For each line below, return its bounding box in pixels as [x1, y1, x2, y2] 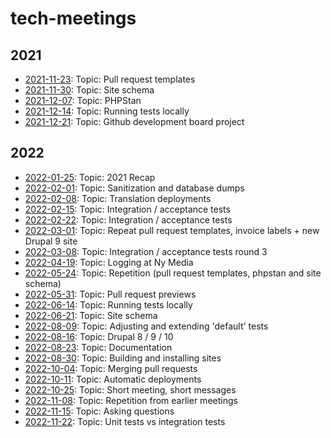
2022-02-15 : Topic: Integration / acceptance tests [24, 203, 231, 215]
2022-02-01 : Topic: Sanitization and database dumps [24, 182, 245, 194]
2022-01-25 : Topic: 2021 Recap [24, 171, 156, 183]
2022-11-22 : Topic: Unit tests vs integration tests [24, 415, 226, 427]
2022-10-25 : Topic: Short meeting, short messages [24, 383, 237, 396]
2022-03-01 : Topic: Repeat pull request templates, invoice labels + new [24, 224, 320, 236]
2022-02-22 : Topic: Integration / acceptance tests [24, 213, 233, 226]
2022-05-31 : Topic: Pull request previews [24, 288, 197, 300]
